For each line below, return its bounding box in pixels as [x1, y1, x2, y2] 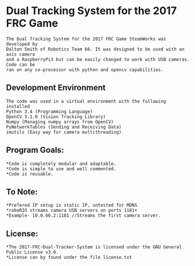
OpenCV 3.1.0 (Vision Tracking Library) [6, 113, 107, 120]
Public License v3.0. [6, 250, 59, 255]
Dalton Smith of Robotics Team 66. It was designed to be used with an [6, 46, 184, 52]
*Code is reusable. [6, 171, 54, 177]
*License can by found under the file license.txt [6, 254, 132, 261]
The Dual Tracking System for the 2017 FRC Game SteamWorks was [6, 36, 166, 42]
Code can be [6, 62, 35, 68]
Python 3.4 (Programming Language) [6, 109, 93, 115]
